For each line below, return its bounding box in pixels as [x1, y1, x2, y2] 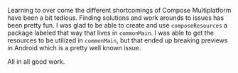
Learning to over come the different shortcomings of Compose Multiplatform [7, 6, 232, 14]
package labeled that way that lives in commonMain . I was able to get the [7, 28, 215, 37]
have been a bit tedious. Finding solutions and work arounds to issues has [7, 13, 225, 22]
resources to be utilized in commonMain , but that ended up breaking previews [7, 36, 228, 45]
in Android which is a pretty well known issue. [7, 44, 141, 52]
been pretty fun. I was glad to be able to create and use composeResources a [7, 21, 228, 29]
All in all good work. [7, 57, 65, 66]
